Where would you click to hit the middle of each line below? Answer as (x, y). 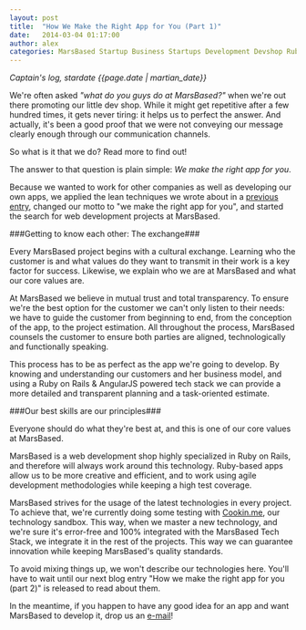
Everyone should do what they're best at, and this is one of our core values (150, 429)
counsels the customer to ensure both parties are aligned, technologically (148, 337)
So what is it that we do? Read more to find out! (98, 152)
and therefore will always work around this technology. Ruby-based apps (147, 466)
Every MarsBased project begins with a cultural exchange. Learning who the (153, 252)
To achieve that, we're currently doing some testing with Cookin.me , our (145, 512)
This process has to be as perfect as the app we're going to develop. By (144, 365)
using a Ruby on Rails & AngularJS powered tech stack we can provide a (145, 384)
